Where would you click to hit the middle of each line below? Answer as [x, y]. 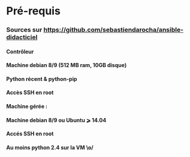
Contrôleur [20, 52]
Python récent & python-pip [42, 78]
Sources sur [24, 30]
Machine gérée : [27, 107]
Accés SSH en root [30, 134]
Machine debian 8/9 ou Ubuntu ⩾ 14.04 [56, 120]
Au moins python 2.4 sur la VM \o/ [50, 147]
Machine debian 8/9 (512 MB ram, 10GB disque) [67, 65]
